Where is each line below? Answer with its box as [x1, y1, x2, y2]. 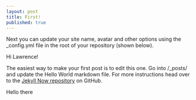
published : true [6, 19, 46, 25]
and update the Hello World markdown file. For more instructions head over [6, 71, 190, 78]
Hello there [6, 89, 33, 96]
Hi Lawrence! [6, 54, 38, 61]
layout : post [6, 8, 38, 15]
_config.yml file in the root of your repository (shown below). [6, 42, 154, 49]
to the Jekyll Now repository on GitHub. [6, 77, 102, 84]
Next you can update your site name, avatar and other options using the [6, 36, 182, 43]
